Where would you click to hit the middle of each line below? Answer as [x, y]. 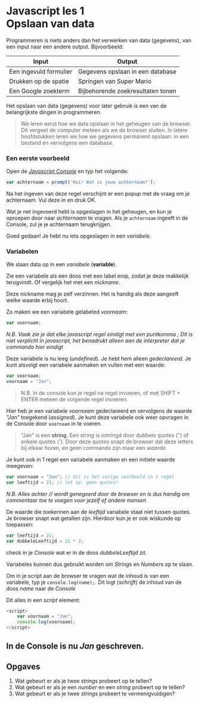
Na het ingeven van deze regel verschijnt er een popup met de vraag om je [98, 194]
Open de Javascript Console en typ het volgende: [68, 171]
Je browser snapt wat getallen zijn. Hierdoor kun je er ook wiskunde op [94, 518]
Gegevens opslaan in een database [128, 71]
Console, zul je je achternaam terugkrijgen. [59, 224]
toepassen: [20, 524]
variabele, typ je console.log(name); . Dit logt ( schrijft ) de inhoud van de [94, 582]
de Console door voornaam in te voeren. [54, 424]
